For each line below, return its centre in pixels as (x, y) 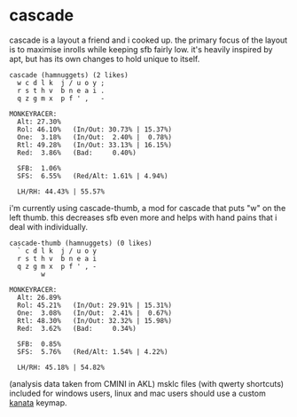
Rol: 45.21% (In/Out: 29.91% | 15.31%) (95, 305)
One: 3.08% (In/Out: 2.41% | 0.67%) (95, 313)
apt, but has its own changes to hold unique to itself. (105, 59)
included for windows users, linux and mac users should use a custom (137, 393)
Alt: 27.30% (39, 122)
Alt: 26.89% (39, 297)
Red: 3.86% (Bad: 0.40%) (77, 153)
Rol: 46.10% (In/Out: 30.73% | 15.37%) (95, 130)
